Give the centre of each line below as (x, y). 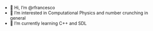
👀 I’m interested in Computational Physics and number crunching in (79, 13)
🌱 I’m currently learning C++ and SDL (48, 23)
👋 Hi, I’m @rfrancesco (32, 8)
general (18, 18)
